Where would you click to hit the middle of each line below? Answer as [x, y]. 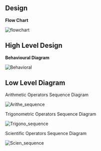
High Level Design [34, 46]
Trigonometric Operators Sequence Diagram [51, 114]
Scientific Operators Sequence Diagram [46, 134]
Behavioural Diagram [27, 57]
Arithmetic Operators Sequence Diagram [47, 95]
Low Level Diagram [35, 83]
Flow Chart [17, 20]
